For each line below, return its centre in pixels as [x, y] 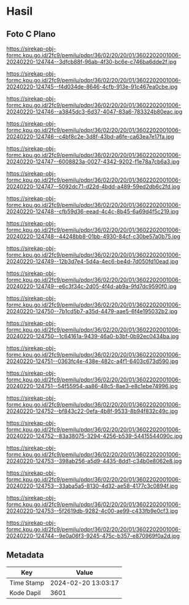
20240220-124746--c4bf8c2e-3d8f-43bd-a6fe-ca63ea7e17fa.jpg [90, 137]
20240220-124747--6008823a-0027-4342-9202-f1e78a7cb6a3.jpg [93, 162]
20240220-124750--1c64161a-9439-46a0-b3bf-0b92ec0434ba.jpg [93, 336]
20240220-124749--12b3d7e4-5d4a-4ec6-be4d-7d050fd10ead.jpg [92, 261]
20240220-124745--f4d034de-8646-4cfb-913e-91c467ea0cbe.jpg [92, 87]
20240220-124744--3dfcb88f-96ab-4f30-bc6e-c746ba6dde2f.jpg [91, 62]
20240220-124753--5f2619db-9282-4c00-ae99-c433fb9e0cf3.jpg [92, 511]
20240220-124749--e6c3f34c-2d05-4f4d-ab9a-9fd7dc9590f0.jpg [91, 286]
